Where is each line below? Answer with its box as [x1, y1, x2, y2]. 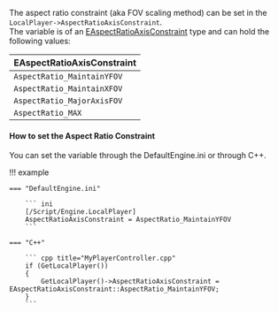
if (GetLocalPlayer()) [25, 262, 109, 270]
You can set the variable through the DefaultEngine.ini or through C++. [9, 150, 267, 161]
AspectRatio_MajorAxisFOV [13, 96, 123, 105]
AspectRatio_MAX [13, 108, 82, 118]
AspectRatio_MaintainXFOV [13, 84, 123, 94]
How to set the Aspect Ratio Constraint [9, 130, 156, 141]
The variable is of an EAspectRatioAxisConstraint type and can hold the [9, 27, 270, 36]
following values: [9, 35, 71, 46]
